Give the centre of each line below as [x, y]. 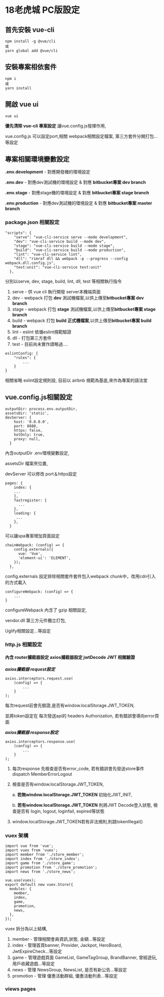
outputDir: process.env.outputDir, [41, 409]
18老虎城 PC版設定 [42, 10]
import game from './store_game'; [40, 863]
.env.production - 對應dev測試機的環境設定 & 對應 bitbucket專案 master [79, 203]
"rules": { [25, 358]
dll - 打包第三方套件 [32, 338]
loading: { [25, 513]
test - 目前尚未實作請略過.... [40, 344]
